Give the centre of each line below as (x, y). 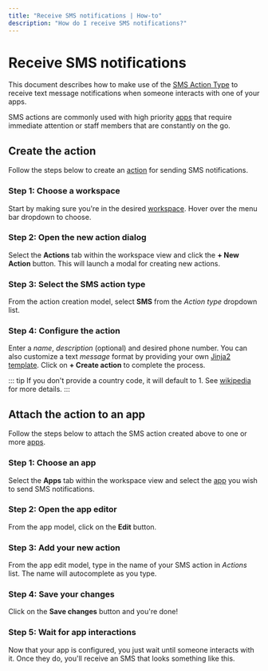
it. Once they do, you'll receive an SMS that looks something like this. (122, 658)
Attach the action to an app (77, 414)
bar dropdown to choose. (50, 217)
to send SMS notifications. (51, 489)
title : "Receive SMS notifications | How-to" (85, 16)
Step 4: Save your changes (61, 594)
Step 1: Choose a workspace (64, 191)
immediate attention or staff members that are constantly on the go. (120, 126)
